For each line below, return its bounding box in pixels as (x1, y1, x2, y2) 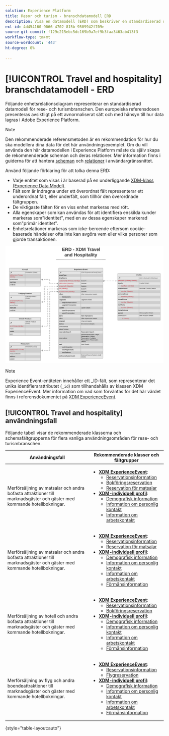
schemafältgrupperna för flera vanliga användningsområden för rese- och (5, 435, 158, 441)
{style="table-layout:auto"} (5, 725, 61, 731)
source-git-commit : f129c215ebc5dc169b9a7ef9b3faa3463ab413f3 (5, 29, 138, 35)
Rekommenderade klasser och (94, 452, 159, 458)
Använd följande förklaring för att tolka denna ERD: (5, 167, 111, 174)
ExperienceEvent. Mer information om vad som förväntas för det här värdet (5, 389, 161, 395)
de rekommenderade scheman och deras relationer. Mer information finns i (5, 152, 161, 159)
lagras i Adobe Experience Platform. (5, 117, 80, 123)
